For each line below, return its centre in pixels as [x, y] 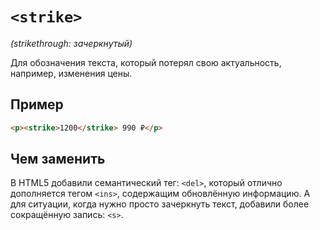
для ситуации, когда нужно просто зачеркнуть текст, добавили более [160, 204]
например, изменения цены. [71, 73]
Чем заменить [58, 159]
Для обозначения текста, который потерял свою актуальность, [146, 62]
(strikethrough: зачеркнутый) [71, 43]
